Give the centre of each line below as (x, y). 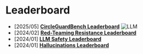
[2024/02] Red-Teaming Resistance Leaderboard (75, 32)
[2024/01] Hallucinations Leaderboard (61, 45)
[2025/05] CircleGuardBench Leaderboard (67, 26)
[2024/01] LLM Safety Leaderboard (58, 39)
